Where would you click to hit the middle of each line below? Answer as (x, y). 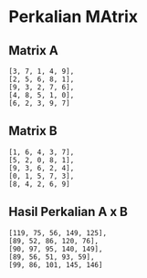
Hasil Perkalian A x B (68, 212)
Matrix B (33, 131)
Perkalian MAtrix (73, 17)
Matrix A (33, 51)
